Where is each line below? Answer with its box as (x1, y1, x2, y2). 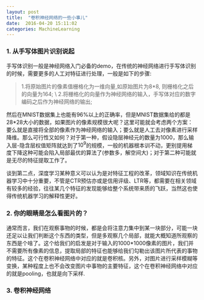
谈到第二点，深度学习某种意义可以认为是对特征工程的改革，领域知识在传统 (6, 170, 192, 177)
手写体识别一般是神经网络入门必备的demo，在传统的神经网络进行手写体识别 (6, 62, 196, 69)
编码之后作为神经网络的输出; (21, 98, 93, 105)
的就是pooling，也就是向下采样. (6, 270, 86, 277)
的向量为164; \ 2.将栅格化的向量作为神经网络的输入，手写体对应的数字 (21, 90, 196, 97)
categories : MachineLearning (6, 26, 80, 32)
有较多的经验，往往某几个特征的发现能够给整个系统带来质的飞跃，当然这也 (6, 185, 192, 192)
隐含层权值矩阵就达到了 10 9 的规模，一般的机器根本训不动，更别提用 (19, 141, 188, 149)
